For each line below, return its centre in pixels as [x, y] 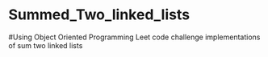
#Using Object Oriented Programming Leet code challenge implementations [134, 37]
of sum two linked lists [46, 45]
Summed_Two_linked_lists [99, 15]
